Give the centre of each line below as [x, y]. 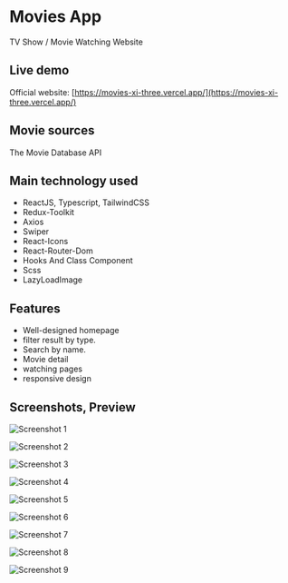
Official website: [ [42, 92]
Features [35, 308]
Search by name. [54, 350]
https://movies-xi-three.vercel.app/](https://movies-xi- [176, 92]
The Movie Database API [56, 153]
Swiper [36, 232]
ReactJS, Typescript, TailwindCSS [86, 203]
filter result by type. [59, 340]
